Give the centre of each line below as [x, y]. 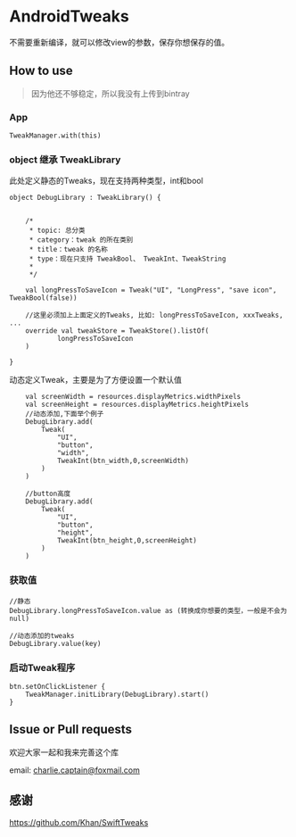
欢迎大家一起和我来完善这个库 [64, 752]
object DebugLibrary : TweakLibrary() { [86, 198]
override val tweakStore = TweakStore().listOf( [117, 331]
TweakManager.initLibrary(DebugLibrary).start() [117, 694]
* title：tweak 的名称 [69, 250]
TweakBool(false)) [43, 298]
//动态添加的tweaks [42, 635]
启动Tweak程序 [42, 667]
